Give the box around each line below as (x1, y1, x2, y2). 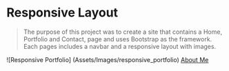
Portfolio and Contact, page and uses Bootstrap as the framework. (23, 34, 212, 43)
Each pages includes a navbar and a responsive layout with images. (23, 42, 217, 50)
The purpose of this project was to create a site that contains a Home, (23, 28, 222, 36)
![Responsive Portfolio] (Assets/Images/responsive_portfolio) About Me (6, 55, 209, 63)
